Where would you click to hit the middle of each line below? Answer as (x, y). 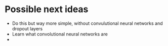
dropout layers (27, 28)
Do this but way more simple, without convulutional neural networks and (87, 23)
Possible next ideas (47, 9)
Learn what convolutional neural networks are (60, 34)
